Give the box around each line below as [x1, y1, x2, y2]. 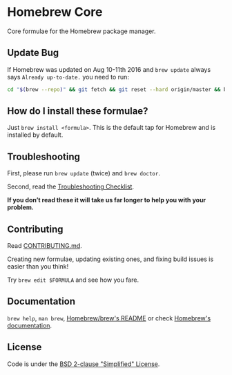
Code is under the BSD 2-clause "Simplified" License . [7, 360, 160, 368]
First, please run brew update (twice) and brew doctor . [7, 169, 161, 177]
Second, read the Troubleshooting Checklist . [7, 182, 135, 191]
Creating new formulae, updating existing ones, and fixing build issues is [7, 255, 214, 263]
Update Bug [7, 47, 59, 59]
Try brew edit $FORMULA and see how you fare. [7, 276, 139, 284]
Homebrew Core [7, 4, 103, 20]
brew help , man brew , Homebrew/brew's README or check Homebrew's [7, 314, 211, 322]
